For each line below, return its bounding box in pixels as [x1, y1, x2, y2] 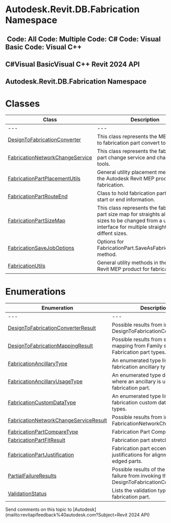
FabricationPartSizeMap [8, 217, 66, 224]
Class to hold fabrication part [97, 190, 166, 197]
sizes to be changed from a [97, 217, 162, 224]
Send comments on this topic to [5, 506, 72, 513]
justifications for [111, 451, 151, 458]
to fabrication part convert [97, 139, 160, 146]
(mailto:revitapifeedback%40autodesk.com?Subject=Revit [5, 512, 128, 518]
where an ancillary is [111, 378, 161, 385]
